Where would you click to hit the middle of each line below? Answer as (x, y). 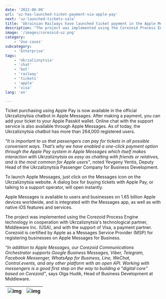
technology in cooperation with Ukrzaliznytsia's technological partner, (76, 222)
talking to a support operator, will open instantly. (54, 187)
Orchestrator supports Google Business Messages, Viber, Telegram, (75, 253)
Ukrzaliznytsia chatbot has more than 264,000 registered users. (70, 132)
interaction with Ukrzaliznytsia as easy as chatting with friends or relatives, (82, 157)
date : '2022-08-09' (25, 10)
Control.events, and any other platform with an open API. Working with (77, 263)
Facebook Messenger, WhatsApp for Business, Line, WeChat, (68, 258)
